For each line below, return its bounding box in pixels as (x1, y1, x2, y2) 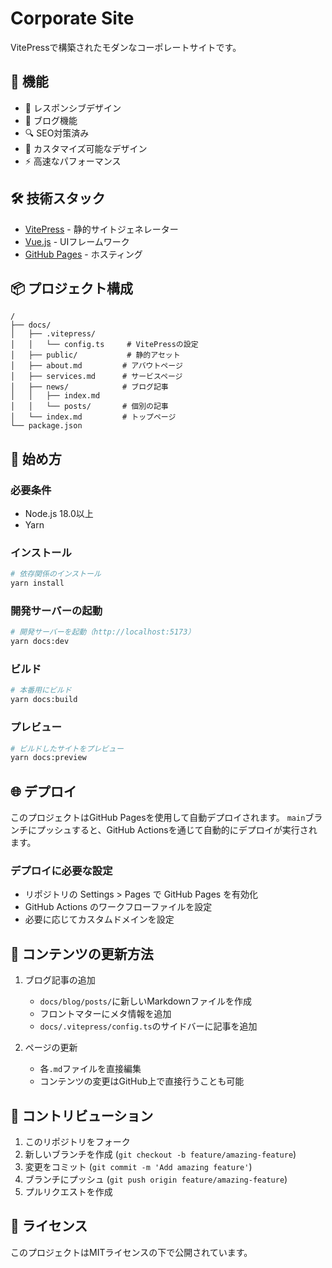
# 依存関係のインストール (10, 569, 102, 579)
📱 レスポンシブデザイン (24, 102, 122, 114)
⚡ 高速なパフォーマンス (24, 155, 122, 167)
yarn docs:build (10, 695, 78, 705)
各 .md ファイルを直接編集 (39, 1063, 142, 1075)
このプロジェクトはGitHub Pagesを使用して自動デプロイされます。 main (10, 812, 306, 824)
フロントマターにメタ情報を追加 (39, 1008, 172, 1020)
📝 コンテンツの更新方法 (10, 945, 154, 962)
